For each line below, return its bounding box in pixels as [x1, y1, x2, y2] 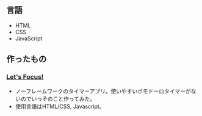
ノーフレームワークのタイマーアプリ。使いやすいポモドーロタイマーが [15, 87, 191, 95]
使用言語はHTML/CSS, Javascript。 [15, 103, 105, 110]
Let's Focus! [6, 73, 44, 81]
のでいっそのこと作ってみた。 [20, 95, 96, 102]
